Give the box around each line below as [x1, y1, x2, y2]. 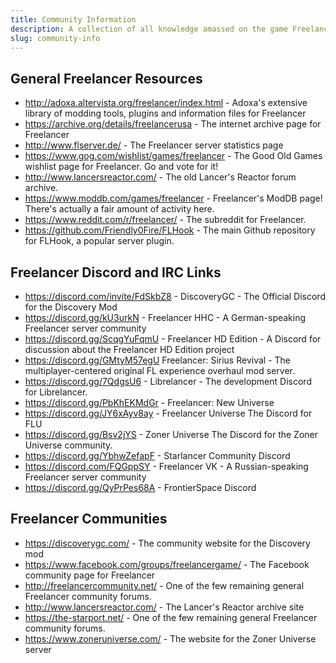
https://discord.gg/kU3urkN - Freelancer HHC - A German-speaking [24, 312, 307, 323]
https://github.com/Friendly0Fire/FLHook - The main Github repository [24, 224, 316, 236]
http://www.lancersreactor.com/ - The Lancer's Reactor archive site [24, 601, 305, 613]
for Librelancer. [24, 386, 88, 398]
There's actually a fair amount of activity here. [24, 203, 215, 215]
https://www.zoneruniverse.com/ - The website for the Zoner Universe [24, 632, 317, 645]
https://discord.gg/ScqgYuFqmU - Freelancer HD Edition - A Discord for [24, 333, 322, 345]
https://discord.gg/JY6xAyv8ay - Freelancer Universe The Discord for [24, 407, 313, 419]
